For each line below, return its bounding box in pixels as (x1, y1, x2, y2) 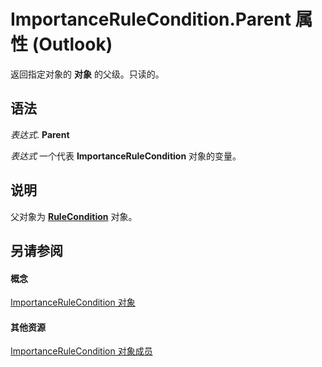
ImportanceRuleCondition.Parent (10, 8, 292, 31)
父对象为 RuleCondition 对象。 (10, 210, 138, 222)
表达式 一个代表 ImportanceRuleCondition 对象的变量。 (10, 150, 242, 162)
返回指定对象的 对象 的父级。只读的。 (10, 68, 165, 80)
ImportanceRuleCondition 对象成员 (10, 345, 153, 357)
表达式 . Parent (10, 128, 70, 140)
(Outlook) (31, 33, 113, 56)
